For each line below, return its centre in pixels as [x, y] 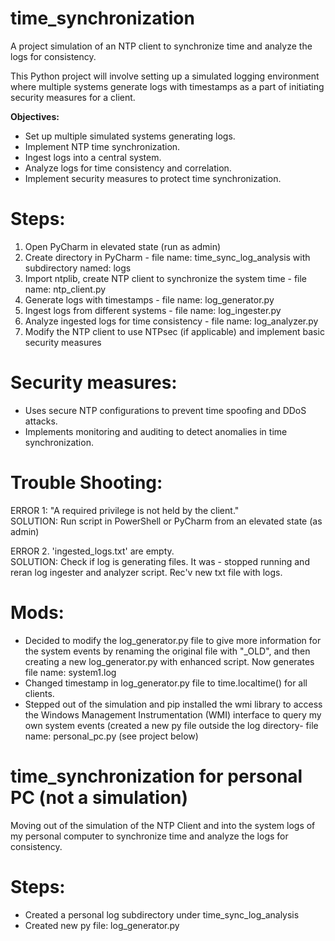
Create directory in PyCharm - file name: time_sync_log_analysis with [167, 257]
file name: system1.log [70, 672]
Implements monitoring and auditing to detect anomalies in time [156, 431]
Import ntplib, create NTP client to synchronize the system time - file [166, 278]
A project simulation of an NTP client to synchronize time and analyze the [161, 46]
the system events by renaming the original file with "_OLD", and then [167, 651]
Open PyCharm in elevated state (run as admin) [123, 246]
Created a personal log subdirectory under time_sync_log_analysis [162, 914]
